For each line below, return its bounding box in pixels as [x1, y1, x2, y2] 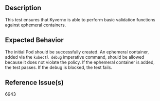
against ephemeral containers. [5, 22, 66, 28]
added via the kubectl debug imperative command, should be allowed [5, 54, 144, 60]
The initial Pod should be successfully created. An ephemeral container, [5, 49, 149, 55]
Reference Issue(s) [5, 79, 64, 87]
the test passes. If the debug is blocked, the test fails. [5, 64, 112, 70]
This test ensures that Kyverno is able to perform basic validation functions [5, 17, 156, 22]
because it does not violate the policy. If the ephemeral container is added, [5, 59, 155, 65]
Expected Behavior [5, 36, 64, 44]
